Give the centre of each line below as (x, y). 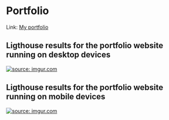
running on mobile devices (56, 97)
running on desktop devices (58, 55)
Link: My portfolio (27, 27)
